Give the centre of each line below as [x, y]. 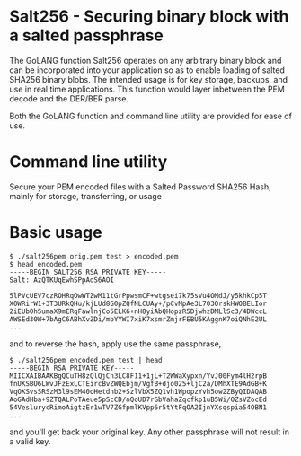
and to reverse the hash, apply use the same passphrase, [115, 344]
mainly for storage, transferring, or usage [85, 196]
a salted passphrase [87, 35]
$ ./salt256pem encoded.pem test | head [86, 360]
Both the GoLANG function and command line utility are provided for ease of [150, 116]
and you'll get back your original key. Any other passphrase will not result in [150, 432]
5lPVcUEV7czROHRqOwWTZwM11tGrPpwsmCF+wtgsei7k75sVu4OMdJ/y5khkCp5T [138, 295]
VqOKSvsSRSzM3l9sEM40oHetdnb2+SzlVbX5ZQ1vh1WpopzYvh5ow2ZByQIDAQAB [138, 391]
